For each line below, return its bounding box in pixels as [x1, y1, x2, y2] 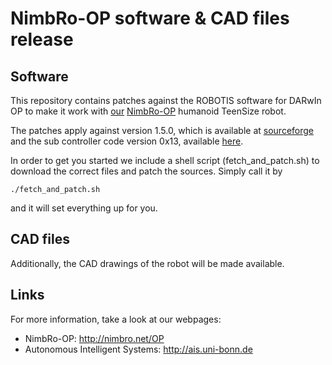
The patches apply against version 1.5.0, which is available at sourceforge [10, 125, 315, 136]
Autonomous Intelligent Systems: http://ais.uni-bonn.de [24, 343, 253, 355]
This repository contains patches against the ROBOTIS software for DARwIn [10, 95, 322, 106]
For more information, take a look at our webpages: [10, 313, 222, 325]
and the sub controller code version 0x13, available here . [10, 135, 244, 147]
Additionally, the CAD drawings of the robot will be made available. [10, 257, 285, 269]
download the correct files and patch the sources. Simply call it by [10, 165, 283, 177]
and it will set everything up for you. [10, 202, 158, 214]
